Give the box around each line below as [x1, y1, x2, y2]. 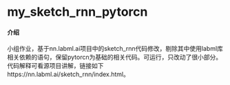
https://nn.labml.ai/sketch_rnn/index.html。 [7, 70, 129, 79]
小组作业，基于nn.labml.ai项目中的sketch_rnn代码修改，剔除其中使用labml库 [7, 45, 224, 53]
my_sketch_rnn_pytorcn [7, 4, 148, 20]
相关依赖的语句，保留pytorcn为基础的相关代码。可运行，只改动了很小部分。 [7, 53, 222, 62]
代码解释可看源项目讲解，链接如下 [7, 62, 104, 70]
